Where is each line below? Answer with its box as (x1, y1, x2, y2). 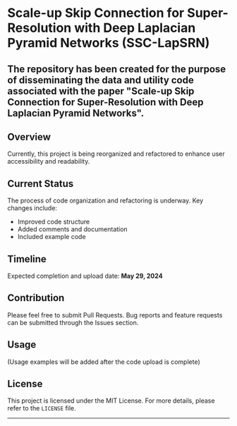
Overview (7, 130, 51, 142)
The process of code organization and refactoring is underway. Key (7, 196, 204, 205)
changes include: (7, 204, 58, 212)
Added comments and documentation (17, 225, 128, 233)
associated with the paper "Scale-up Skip (7, 85, 195, 97)
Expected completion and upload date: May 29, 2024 (7, 272, 164, 280)
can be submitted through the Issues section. (7, 318, 139, 327)
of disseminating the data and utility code (7, 74, 194, 86)
